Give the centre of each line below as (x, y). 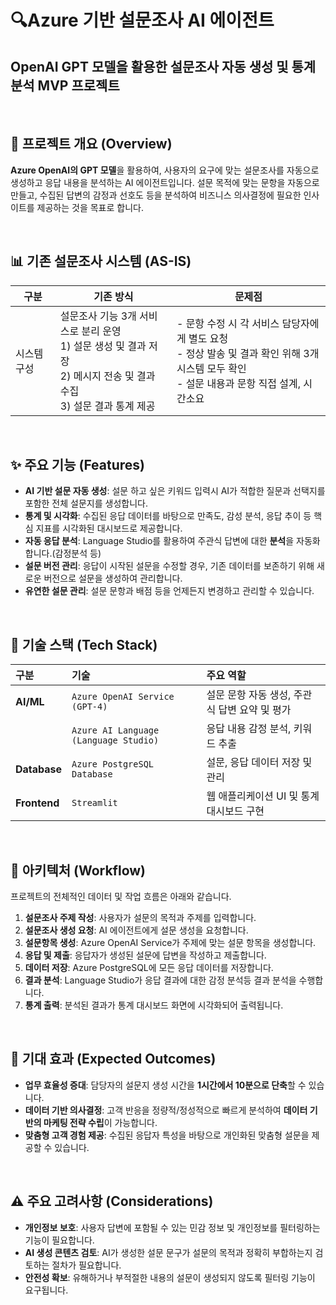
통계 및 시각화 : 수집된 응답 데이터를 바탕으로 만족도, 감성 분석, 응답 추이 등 (168, 516)
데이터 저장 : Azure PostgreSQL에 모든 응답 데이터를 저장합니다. (149, 968)
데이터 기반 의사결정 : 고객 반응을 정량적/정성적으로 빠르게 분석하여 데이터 (166, 1110)
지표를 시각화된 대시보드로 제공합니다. (109, 528)
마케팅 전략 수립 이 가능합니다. (100, 1122)
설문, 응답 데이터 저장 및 (259, 763)
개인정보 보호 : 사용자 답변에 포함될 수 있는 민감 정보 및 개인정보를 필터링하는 (172, 1227)
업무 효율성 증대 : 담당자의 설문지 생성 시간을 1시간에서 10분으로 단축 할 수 (165, 1085)
